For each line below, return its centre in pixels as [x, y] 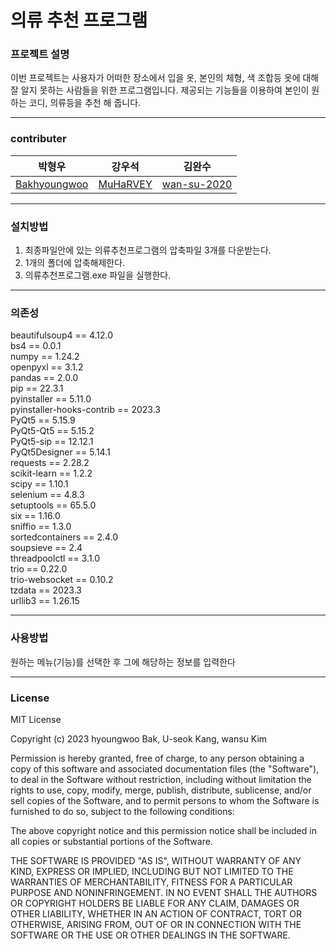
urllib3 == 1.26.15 [45, 601]
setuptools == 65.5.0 [53, 505]
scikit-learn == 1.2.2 [51, 473]
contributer [38, 139]
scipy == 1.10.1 [39, 484]
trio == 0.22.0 [39, 569]
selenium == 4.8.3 [47, 495]
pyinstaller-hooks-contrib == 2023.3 [85, 410]
